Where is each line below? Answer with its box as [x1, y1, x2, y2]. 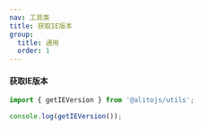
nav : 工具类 [9, 13, 50, 22]
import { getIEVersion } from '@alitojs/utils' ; [9, 96, 195, 105]
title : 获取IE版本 [9, 22, 74, 30]
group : [9, 30, 34, 39]
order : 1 [17, 47, 50, 56]
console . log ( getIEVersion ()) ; [9, 112, 123, 121]
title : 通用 [17, 38, 60, 48]
